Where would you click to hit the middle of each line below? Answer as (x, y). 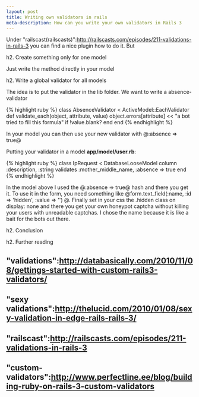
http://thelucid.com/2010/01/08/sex (123, 309)
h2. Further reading (30, 242)
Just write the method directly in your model (60, 69)
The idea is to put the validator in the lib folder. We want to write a (87, 92)
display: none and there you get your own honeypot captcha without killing (97, 206)
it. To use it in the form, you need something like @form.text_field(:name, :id (99, 194)
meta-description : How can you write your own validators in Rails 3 (94, 23)
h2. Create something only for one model (56, 58)
